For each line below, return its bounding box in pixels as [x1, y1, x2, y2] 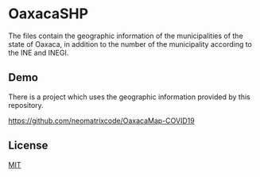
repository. [8, 100, 44, 110]
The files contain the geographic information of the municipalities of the [8, 31, 244, 40]
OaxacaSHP [8, 5, 89, 23]
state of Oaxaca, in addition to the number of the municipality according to [8, 39, 253, 48]
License [8, 139, 49, 152]
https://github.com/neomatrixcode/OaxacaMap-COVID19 [8, 116, 195, 125]
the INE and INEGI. [8, 48, 69, 57]
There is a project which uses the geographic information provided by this [8, 92, 250, 102]
